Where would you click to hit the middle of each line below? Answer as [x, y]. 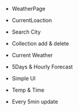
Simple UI [23, 78]
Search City [26, 32]
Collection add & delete [40, 43]
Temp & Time [28, 90]
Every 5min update [35, 102]
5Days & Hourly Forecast [42, 67]
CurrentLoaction [32, 20]
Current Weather [32, 55]
